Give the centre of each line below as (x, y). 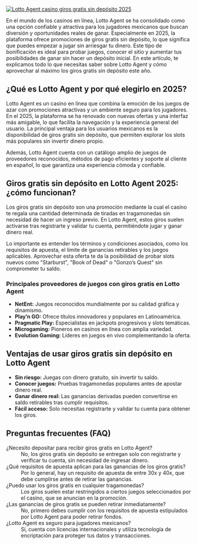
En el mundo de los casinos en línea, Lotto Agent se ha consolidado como (96, 20)
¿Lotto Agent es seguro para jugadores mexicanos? (69, 523)
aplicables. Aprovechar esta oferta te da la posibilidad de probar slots (90, 256)
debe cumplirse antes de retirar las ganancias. (77, 479)
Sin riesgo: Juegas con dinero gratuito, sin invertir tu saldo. (87, 377)
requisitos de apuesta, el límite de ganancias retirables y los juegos (87, 249)
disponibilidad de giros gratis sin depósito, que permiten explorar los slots (96, 134)
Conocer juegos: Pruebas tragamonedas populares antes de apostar (98, 383)
